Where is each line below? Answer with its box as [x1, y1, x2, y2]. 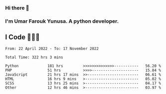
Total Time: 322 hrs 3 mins [5, 54, 64, 60]
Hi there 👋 [5, 4, 30, 11]
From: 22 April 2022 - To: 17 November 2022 [5, 46, 99, 51]
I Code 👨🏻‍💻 [5, 33, 40, 42]
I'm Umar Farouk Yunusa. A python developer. [5, 17, 119, 24]
